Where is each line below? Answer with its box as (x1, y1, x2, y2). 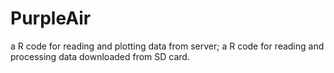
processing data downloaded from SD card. (10, 50, 190, 62)
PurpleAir (10, 7, 92, 30)
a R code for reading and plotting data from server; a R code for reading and (10, 40, 325, 52)
